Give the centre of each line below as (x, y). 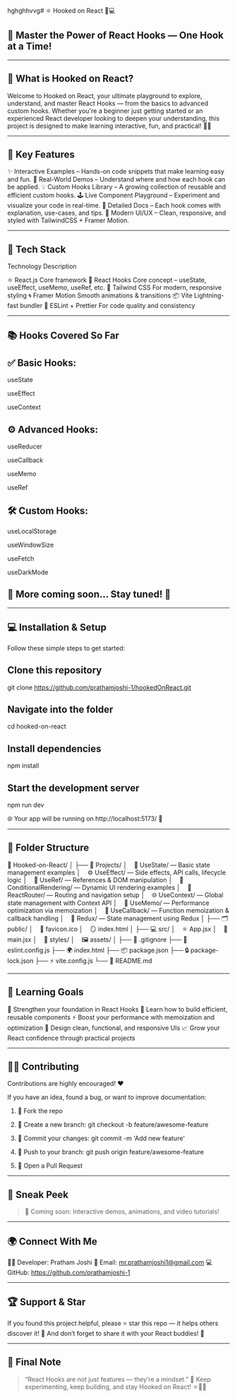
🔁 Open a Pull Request (50, 1166)
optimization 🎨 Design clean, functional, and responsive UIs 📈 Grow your (114, 1028)
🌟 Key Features (41, 155)
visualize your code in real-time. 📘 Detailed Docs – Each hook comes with (114, 206)
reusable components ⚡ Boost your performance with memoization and (111, 1017)
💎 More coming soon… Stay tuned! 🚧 (89, 594)
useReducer (25, 446)
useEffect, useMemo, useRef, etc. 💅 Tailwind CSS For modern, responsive (115, 288)
